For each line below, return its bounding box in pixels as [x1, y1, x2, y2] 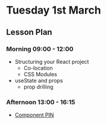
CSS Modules [23, 70, 58, 77]
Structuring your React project [14, 58, 89, 65]
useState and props [14, 77, 64, 84]
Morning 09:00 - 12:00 [6, 45, 74, 53]
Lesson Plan [6, 27, 52, 37]
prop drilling [23, 83, 53, 90]
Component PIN [14, 112, 55, 119]
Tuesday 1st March [6, 4, 101, 17]
